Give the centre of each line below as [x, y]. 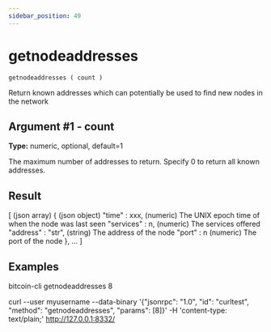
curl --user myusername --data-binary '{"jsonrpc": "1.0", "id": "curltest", [129, 302]
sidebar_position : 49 [45, 16]
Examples [34, 267]
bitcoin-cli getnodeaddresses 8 [61, 286]
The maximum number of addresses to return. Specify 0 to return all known [134, 162]
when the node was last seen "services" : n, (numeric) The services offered [134, 224]
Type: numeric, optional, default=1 [66, 146]
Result [25, 196]
